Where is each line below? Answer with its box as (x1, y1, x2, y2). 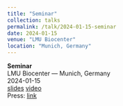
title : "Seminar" (7, 10, 58, 17)
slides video (7, 84, 42, 92)
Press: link (7, 91, 37, 100)
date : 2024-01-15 (7, 29, 58, 37)
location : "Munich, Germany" (7, 43, 92, 50)
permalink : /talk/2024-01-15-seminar (7, 23, 117, 30)
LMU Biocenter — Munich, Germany (7, 69, 111, 77)
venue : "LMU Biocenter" (7, 36, 76, 43)
